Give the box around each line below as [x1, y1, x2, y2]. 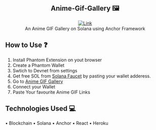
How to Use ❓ [5, 41, 48, 50]
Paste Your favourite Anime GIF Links [12, 89, 90, 95]
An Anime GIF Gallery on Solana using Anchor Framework [25, 25, 145, 31]
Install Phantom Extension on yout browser [12, 57, 102, 63]
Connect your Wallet [12, 83, 56, 90]
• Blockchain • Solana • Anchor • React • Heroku [5, 120, 109, 126]
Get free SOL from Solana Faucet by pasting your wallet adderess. [12, 73, 151, 79]
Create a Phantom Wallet [12, 62, 65, 68]
